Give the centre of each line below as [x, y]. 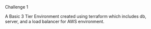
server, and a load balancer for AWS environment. [55, 22]
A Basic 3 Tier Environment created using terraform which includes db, [76, 16]
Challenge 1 [16, 7]
